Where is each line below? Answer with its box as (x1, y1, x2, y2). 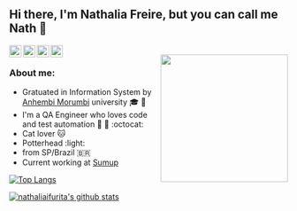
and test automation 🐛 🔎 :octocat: (21, 119, 144, 129)
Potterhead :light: (21, 137, 86, 149)
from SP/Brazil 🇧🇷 (21, 147, 91, 158)
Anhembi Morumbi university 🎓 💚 (21, 97, 147, 107)
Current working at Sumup (21, 157, 119, 168)
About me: (9, 66, 56, 79)
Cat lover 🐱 (21, 129, 66, 139)
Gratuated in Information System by (21, 87, 152, 98)
